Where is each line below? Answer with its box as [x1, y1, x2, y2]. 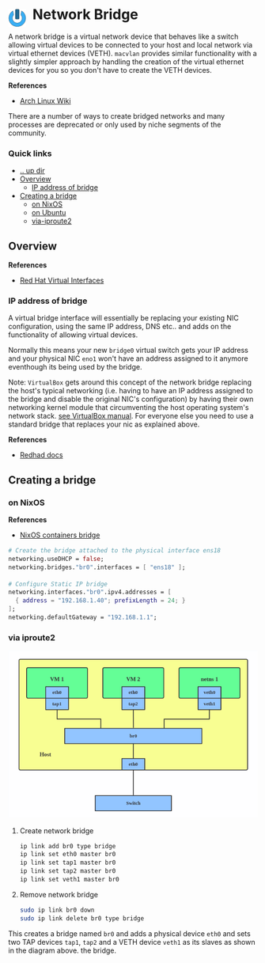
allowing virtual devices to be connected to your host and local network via [8, 40, 253, 49]
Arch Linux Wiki [19, 96, 71, 105]
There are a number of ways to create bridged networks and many [8, 111, 225, 120]
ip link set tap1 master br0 [19, 859, 116, 867]
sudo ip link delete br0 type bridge [19, 914, 145, 923]
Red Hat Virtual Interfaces [19, 275, 104, 286]
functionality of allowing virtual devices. [8, 330, 138, 339]
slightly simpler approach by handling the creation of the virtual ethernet [8, 57, 244, 66]
